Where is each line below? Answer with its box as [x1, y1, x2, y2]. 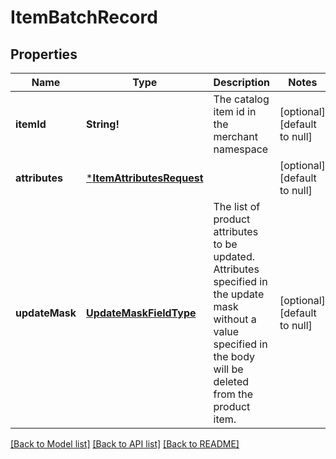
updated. [213, 250, 256, 263]
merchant [213, 130, 258, 143]
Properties [10, 46, 78, 63]
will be [213, 362, 244, 376]
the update [213, 287, 265, 301]
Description [213, 76, 270, 89]
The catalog [213, 92, 270, 106]
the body [213, 350, 256, 363]
